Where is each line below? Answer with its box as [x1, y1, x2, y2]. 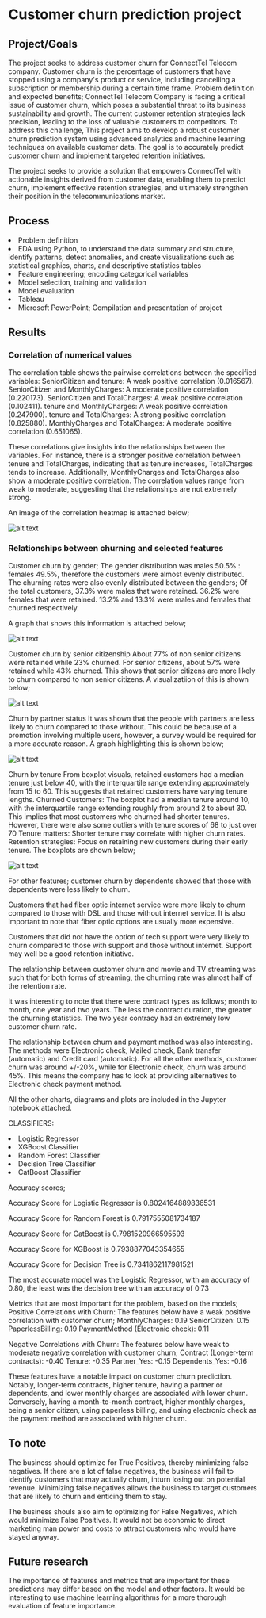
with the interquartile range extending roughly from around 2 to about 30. [8, 803, 248, 813]
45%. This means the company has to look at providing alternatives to [8, 1070, 237, 1080]
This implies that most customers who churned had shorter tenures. [8, 811, 230, 821]
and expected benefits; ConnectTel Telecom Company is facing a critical [8, 92, 245, 101]
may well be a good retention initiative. [8, 949, 135, 958]
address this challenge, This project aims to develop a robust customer [8, 125, 240, 135]
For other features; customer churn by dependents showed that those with [8, 876, 252, 886]
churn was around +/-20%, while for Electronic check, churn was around [8, 1062, 247, 1072]
